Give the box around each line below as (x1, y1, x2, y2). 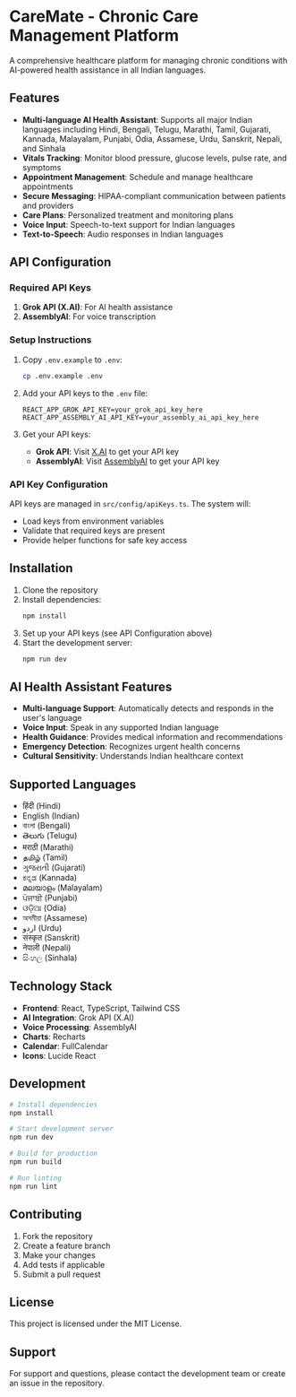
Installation (9, 560, 73, 576)
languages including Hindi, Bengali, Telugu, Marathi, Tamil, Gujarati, (21, 124, 271, 134)
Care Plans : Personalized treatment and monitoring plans (21, 209, 234, 221)
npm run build (9, 1158, 63, 1167)
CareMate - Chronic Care (9, 6, 199, 27)
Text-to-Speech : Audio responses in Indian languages (21, 229, 224, 239)
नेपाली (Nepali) (21, 942, 72, 953)
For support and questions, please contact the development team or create (9, 1368, 286, 1379)
